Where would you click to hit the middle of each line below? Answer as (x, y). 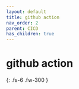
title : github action (33, 17)
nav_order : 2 (22, 23)
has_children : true (30, 34)
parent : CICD (22, 28)
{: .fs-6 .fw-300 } (27, 80)
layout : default (26, 12)
